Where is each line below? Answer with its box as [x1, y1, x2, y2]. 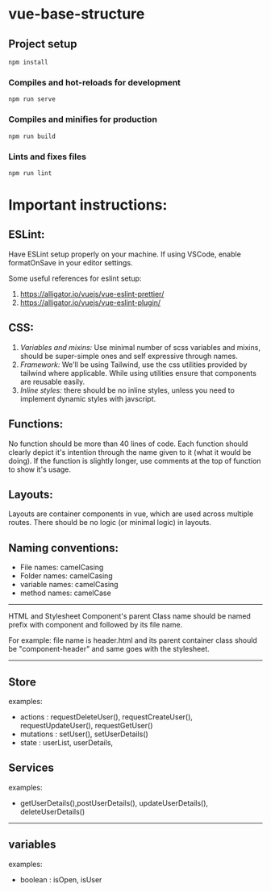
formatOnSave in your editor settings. [8, 257, 133, 267]
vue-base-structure [8, 5, 145, 23]
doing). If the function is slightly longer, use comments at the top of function [8, 456, 261, 465]
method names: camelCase [19, 588, 111, 598]
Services [8, 761, 55, 775]
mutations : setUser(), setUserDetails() [19, 729, 149, 739]
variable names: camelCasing [19, 580, 119, 590]
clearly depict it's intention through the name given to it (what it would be [8, 447, 252, 456]
